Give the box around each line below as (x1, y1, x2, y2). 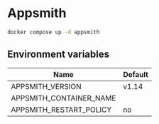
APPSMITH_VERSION (11, 81, 82, 91)
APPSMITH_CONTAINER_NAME (11, 93, 116, 103)
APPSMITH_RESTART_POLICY (11, 105, 112, 115)
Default (123, 69, 149, 79)
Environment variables (7, 48, 110, 61)
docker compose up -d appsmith (7, 29, 100, 36)
